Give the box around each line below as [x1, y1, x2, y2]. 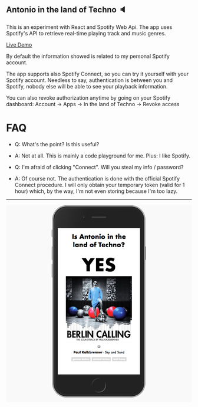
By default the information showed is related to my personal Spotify [6, 52, 170, 60]
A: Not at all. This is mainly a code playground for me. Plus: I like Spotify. [14, 152, 190, 159]
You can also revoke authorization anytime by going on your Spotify [6, 94, 171, 101]
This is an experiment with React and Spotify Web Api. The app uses [6, 23, 173, 31]
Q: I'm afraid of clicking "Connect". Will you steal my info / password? [14, 163, 184, 170]
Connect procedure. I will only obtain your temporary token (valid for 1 [14, 181, 185, 188]
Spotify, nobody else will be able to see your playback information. [6, 83, 168, 90]
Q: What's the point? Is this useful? [14, 140, 100, 147]
